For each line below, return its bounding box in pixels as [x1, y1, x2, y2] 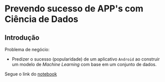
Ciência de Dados [4, 13, 79, 25]
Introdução [4, 33, 40, 42]
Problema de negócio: [4, 47, 50, 52]
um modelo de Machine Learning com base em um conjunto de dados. [11, 62, 157, 67]
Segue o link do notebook [4, 71, 57, 77]
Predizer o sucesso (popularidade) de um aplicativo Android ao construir [11, 56, 160, 62]
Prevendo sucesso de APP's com [4, 3, 144, 14]
